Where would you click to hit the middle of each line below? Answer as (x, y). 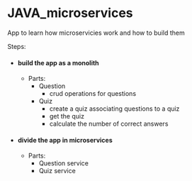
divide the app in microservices (65, 140)
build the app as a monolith (58, 62)
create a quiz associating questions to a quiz (114, 109)
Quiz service (57, 171)
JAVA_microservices (70, 13)
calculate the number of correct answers (109, 124)
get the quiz (67, 116)
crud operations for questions (93, 94)
